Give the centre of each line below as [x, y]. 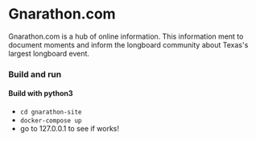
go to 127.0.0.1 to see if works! [69, 129]
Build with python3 [41, 93]
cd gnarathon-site [51, 112]
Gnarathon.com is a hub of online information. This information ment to [126, 36]
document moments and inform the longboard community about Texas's [128, 44]
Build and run [35, 74]
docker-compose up [51, 121]
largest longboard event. [49, 53]
